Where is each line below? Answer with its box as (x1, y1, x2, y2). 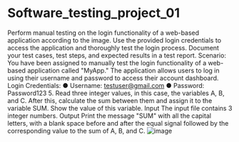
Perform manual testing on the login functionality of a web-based (7, 28, 200, 37)
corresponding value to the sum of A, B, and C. (7, 126, 146, 135)
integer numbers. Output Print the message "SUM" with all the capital (7, 111, 212, 120)
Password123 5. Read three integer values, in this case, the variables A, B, (7, 89, 225, 97)
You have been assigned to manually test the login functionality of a (7, 58, 207, 67)
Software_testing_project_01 (7, 5, 180, 21)
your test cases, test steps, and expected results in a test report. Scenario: (7, 51, 227, 60)
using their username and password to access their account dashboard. (7, 73, 219, 82)
